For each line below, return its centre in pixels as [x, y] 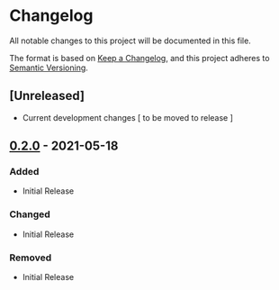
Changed [30, 214]
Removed [31, 258]
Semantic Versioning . [49, 68]
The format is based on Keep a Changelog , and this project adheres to [139, 58]
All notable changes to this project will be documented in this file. [130, 41]
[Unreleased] [47, 96]
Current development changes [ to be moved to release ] [128, 117]
